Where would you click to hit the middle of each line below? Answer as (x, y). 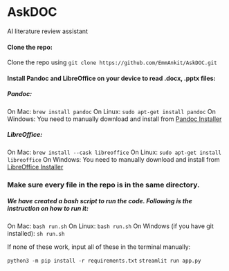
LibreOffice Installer (35, 167)
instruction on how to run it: (48, 209)
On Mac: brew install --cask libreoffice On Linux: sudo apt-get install (114, 152)
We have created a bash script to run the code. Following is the (100, 201)
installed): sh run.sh (36, 233)
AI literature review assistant (48, 31)
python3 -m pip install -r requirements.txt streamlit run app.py (104, 261)
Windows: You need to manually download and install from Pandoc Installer (114, 119)
